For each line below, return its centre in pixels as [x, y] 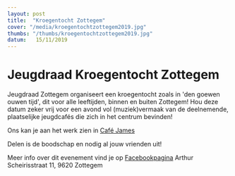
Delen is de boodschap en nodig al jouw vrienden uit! [85, 144]
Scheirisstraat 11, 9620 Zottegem [55, 165]
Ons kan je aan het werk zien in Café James [71, 130]
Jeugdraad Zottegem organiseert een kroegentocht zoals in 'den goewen [114, 94]
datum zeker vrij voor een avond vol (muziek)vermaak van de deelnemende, [118, 109]
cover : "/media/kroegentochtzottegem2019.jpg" [77, 27]
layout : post [26, 14]
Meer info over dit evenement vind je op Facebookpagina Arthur [101, 158]
